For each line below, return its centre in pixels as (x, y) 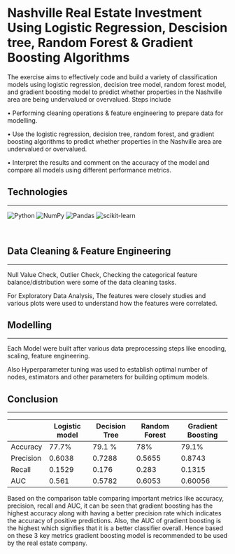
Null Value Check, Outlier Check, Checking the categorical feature (102, 274)
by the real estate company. (47, 543)
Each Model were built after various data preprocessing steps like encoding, (117, 349)
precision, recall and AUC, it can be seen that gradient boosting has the (110, 506)
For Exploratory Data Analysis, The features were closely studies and (107, 295)
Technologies (38, 192)
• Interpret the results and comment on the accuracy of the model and (108, 162)
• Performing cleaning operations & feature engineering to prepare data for (115, 113)
